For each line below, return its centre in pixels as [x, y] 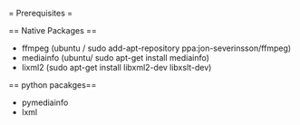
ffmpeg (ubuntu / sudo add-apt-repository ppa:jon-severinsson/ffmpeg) [156, 48]
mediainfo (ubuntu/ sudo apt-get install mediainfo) [116, 58]
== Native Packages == [53, 30]
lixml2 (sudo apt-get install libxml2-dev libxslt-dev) [116, 67]
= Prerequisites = [41, 13]
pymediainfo [45, 102]
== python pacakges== [53, 85]
